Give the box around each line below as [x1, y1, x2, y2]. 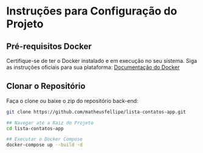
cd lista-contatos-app [6, 125, 64, 131]
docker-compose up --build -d [6, 142, 83, 148]
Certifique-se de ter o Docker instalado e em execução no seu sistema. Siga [6, 57, 198, 64]
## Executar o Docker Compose [6, 136, 83, 143]
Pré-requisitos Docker [6, 41, 92, 51]
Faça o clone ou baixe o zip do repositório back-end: [6, 97, 139, 104]
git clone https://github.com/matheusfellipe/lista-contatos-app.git [6, 109, 187, 115]
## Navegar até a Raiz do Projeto [6, 120, 94, 126]
